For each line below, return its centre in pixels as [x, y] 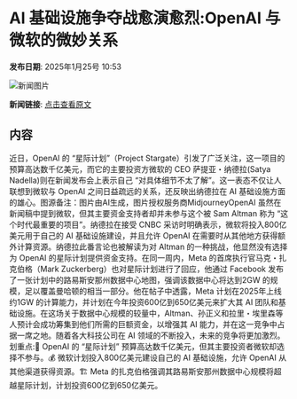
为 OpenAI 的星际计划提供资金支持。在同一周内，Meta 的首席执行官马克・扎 [148, 257]
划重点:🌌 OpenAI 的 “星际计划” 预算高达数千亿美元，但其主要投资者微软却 [143, 346]
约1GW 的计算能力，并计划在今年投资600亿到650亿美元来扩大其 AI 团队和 [144, 301]
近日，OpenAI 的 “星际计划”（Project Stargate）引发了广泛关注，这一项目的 [147, 158]
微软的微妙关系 [64, 40]
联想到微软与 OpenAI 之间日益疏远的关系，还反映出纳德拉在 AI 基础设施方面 [148, 191]
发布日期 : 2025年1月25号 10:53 [66, 66]
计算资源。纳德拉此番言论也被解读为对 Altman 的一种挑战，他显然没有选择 [152, 246]
